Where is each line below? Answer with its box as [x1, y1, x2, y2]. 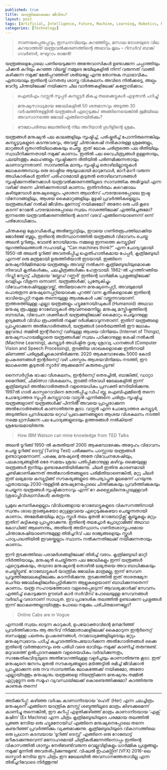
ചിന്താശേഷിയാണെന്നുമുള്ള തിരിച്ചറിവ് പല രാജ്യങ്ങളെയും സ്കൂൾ [5, 530, 132, 536]
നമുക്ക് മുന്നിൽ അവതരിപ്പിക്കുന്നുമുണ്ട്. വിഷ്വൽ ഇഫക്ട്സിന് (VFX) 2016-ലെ [5, 748, 151, 754]
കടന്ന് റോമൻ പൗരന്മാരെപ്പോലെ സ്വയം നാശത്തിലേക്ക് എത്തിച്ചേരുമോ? [5, 207, 153, 213]
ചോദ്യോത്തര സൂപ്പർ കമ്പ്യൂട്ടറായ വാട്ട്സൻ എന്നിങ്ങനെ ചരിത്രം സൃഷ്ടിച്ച [5, 394, 143, 400]
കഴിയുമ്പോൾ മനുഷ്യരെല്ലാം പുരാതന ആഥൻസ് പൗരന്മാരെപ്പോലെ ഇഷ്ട [5, 190, 150, 196]
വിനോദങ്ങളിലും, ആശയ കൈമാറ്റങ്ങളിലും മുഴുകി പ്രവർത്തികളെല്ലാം [5, 195, 140, 201]
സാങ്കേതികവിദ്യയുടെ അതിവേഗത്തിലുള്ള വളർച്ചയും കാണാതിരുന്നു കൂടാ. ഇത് [5, 655, 161, 661]
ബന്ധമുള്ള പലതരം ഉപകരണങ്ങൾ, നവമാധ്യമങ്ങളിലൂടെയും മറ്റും [5, 633, 136, 639]
